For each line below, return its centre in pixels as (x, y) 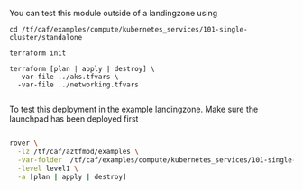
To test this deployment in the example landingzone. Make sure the (134, 109)
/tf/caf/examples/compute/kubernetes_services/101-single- (134, 30)
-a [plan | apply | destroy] (72, 176)
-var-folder (40, 160)
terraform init (38, 53)
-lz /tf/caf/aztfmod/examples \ (78, 151)
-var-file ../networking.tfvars (78, 85)
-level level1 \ (48, 168)
